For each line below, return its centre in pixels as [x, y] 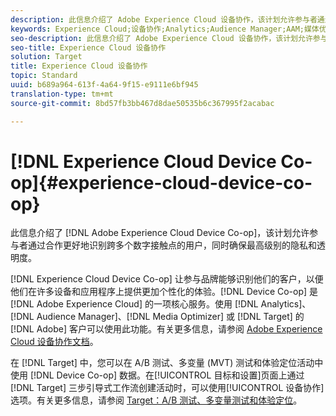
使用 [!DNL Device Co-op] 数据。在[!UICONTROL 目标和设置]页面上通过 [157, 375]
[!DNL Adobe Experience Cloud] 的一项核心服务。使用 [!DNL [134, 304]
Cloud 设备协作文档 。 [54, 342]
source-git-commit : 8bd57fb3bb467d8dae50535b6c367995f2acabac [142, 103]
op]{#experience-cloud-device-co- [161, 182]
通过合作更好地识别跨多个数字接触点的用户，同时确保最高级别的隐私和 [172, 245]
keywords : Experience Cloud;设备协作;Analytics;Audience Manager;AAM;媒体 [165, 29]
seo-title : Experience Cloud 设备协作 [88, 47]
